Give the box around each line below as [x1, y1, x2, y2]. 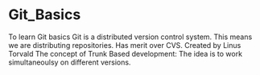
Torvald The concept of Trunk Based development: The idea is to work [8, 49, 243, 58]
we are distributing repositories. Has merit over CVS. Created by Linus [8, 40, 241, 49]
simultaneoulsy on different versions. [8, 57, 131, 67]
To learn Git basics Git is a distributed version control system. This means [8, 32, 253, 41]
